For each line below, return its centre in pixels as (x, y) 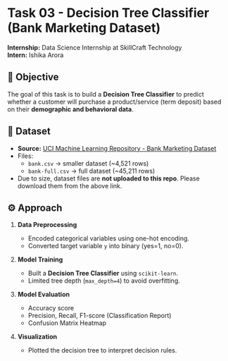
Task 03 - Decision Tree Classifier (108, 13)
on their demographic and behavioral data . (70, 109)
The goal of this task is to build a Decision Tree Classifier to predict (106, 94)
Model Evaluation (44, 295)
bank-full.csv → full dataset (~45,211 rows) (91, 171)
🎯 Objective (33, 77)
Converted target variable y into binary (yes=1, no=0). (106, 246)
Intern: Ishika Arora (36, 55)
